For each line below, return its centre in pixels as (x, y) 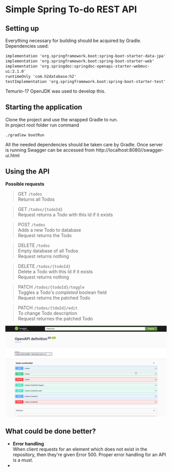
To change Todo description (48, 313)
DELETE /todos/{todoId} (44, 266)
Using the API (27, 172)
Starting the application (44, 107)
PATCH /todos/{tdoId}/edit (48, 308)
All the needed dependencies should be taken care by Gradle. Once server (84, 144)
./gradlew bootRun (25, 135)
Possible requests (25, 184)
